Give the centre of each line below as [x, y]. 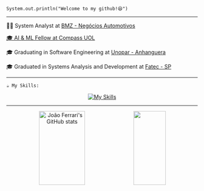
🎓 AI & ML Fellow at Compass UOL [51, 38]
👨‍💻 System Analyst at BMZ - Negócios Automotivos [71, 25]
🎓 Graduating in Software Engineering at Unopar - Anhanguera [86, 52]
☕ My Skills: [23, 85]
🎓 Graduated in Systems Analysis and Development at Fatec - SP [89, 66]
